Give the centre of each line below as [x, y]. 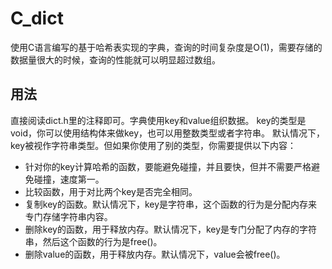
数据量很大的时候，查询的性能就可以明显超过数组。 [115, 59]
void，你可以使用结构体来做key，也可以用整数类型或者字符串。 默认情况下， [168, 133]
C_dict [37, 18]
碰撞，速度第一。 [69, 179]
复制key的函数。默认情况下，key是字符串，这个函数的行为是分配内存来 [171, 204]
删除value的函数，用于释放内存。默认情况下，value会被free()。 [155, 254]
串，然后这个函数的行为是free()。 [93, 241]
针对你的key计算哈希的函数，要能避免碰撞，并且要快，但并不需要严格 [168, 166]
